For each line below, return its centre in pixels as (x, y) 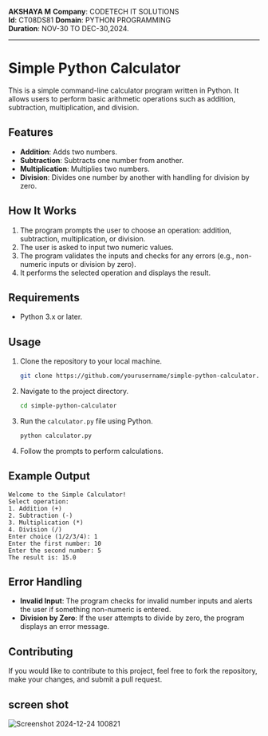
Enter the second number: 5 (55, 551)
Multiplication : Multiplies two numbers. (85, 169)
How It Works (43, 211)
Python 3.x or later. (51, 317)
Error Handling (45, 582)
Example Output (49, 476)
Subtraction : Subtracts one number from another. (102, 160)
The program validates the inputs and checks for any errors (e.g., (127, 256)
